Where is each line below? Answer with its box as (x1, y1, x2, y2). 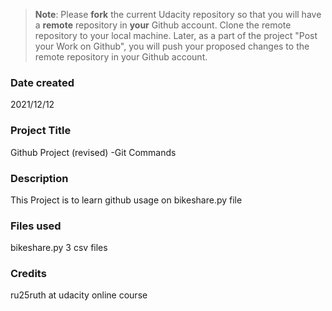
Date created (10, 75, 75, 89)
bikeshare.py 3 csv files (10, 242, 108, 254)
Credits (10, 267, 47, 281)
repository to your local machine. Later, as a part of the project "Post (34, 30, 318, 41)
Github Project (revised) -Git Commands (10, 146, 177, 158)
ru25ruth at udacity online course (10, 289, 148, 301)
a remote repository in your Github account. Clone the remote (34, 19, 292, 31)
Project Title (10, 124, 72, 138)
